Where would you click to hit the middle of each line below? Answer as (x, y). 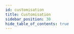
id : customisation (25, 10)
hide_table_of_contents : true (37, 24)
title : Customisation (28, 14)
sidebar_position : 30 (28, 19)
